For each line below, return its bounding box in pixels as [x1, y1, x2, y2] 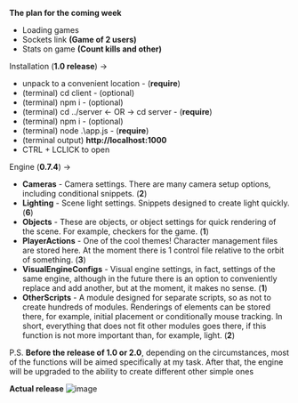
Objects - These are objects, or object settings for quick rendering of [21, 217, 277, 227]
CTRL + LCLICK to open [21, 144, 110, 155]
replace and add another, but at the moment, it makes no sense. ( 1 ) [21, 283, 269, 293]
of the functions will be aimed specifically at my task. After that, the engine [9, 357, 284, 367]
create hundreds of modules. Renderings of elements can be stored [21, 302, 271, 312]
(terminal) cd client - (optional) [21, 88, 135, 98]
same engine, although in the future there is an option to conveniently [21, 273, 278, 284]
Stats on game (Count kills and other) [21, 44, 163, 54]
